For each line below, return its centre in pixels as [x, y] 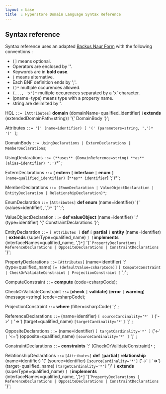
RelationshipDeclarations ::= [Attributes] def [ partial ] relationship [76, 356]
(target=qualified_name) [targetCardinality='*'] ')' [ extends [70, 366]
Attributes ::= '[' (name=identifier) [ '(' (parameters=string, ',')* [79, 128]
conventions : [19, 52]
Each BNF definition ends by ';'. [44, 82]
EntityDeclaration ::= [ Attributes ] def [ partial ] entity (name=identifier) [83, 232]
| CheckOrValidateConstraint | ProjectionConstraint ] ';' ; [67, 272]
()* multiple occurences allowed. [46, 88]
